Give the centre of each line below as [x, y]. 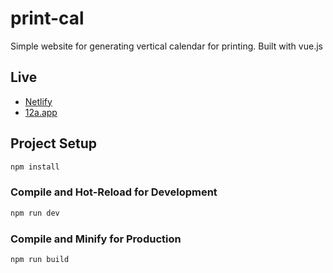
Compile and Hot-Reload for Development [114, 192]
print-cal [47, 18]
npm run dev [35, 213]
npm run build [40, 259]
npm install [35, 167]
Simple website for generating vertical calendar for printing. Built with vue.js [166, 46]
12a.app [41, 112]
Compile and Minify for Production [96, 239]
